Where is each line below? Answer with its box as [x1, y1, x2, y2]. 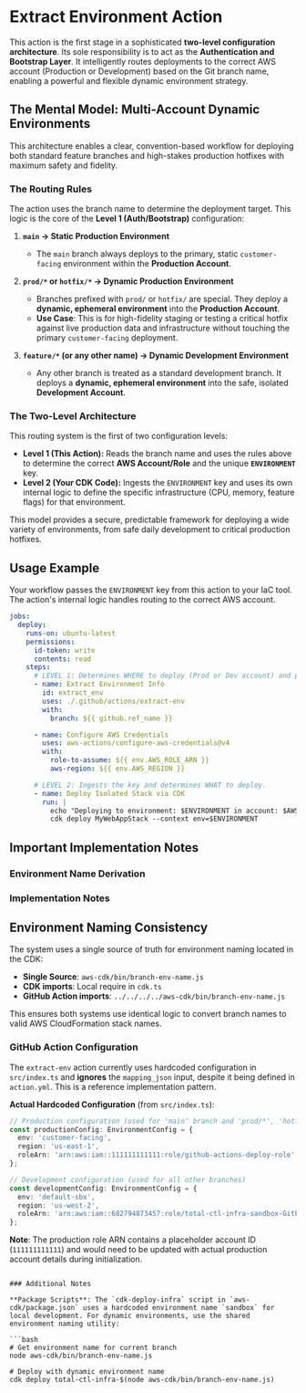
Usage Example [9, 560, 100, 576]
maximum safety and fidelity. [9, 160, 118, 171]
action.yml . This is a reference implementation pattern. [9, 1081, 217, 1092]
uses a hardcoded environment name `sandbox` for [82, 1304, 275, 1313]
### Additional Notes [9, 1280, 92, 1289]
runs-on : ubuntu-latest [25, 628, 117, 638]
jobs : [9, 612, 30, 622]
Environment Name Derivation [9, 867, 146, 880]
